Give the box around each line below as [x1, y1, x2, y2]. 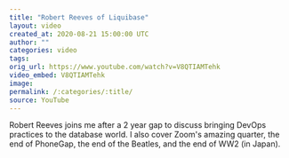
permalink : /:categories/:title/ [9, 87, 133, 96]
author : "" [9, 37, 50, 47]
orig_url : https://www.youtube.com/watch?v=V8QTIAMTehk [9, 63, 221, 72]
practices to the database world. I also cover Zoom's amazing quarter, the [9, 130, 280, 140]
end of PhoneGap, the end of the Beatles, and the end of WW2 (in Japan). [9, 138, 281, 149]
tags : [9, 54, 29, 63]
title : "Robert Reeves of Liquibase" [9, 12, 149, 22]
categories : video [9, 46, 77, 55]
